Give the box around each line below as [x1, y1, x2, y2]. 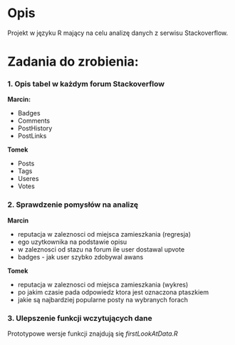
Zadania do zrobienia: [7, 53, 139, 70]
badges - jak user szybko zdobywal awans [17, 252, 144, 261]
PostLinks [17, 132, 47, 140]
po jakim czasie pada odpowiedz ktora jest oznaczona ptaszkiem [17, 287, 209, 297]
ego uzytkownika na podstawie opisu [17, 237, 127, 246]
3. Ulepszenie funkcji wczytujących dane [7, 313, 152, 323]
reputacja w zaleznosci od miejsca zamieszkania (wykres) [17, 280, 189, 289]
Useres [17, 175, 39, 183]
